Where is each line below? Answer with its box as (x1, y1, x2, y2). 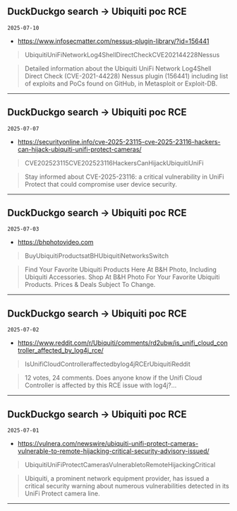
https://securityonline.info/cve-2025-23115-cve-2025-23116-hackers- (17, 137, 221, 146)
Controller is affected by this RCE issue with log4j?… (24, 381, 177, 389)
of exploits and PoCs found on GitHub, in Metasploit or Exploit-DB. (24, 79, 218, 88)
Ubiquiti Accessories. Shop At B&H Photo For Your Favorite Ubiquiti (24, 273, 220, 281)
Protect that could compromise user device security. (24, 180, 178, 188)
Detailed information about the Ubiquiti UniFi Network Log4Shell (24, 64, 212, 73)
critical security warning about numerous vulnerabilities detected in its (24, 482, 229, 491)
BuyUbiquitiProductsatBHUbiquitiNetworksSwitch (24, 252, 169, 260)
